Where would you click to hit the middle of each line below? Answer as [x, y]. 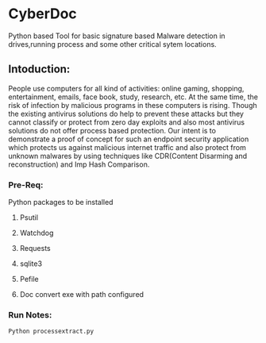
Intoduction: [39, 69]
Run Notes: [30, 314]
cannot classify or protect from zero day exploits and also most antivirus [126, 122]
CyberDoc [42, 14]
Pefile [29, 279]
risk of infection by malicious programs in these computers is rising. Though [133, 105]
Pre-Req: [26, 185]
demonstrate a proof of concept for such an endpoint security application [129, 139]
